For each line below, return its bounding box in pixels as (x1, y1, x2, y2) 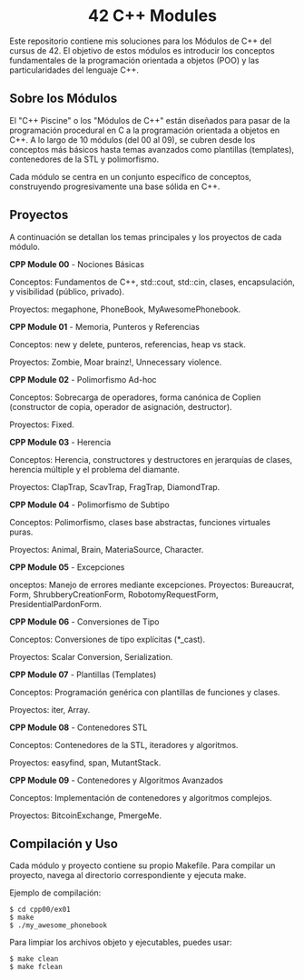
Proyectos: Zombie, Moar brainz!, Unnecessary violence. (9, 356, 222, 367)
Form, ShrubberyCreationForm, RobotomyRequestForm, (9, 588, 220, 600)
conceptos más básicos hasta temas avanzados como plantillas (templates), (9, 144, 295, 155)
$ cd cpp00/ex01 (9, 905, 71, 915)
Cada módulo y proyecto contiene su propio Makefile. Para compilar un (9, 860, 276, 871)
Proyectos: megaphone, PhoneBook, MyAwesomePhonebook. (9, 304, 241, 315)
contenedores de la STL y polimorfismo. (9, 154, 160, 165)
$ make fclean (9, 963, 64, 972)
